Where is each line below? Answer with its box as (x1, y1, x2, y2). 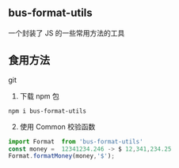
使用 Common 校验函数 (19, 121, 96, 131)
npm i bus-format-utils (8, 106, 87, 115)
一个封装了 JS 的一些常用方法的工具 (8, 28, 125, 38)
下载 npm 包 (19, 91, 59, 101)
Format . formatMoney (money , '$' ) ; (8, 152, 115, 160)
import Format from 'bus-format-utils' (8, 137, 144, 145)
